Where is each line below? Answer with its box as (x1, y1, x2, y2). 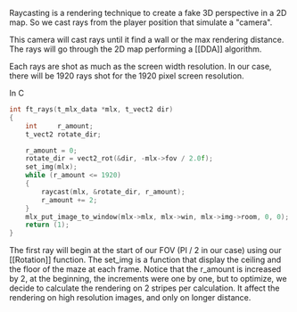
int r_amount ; (25, 121, 94, 130)
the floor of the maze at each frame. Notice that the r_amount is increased (9, 264, 282, 275)
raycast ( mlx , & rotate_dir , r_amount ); (41, 187, 186, 196)
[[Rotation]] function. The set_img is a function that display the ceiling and (9, 254, 282, 266)
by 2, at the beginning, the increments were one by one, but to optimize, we (9, 274, 287, 284)
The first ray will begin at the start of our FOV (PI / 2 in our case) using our (9, 245, 283, 256)
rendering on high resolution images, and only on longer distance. (9, 292, 252, 303)
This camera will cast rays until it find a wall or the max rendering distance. (9, 35, 285, 45)
